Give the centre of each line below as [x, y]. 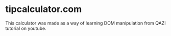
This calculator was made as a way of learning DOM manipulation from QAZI [86, 23]
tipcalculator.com [44, 9]
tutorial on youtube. [26, 28]
